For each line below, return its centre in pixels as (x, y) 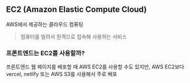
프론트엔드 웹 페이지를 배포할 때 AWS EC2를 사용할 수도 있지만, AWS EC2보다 (95, 67)
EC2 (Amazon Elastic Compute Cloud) (77, 10)
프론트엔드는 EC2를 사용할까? (45, 53)
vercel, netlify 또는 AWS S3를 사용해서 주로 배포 (62, 74)
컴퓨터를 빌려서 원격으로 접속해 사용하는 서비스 (73, 37)
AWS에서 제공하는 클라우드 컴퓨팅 (45, 24)
